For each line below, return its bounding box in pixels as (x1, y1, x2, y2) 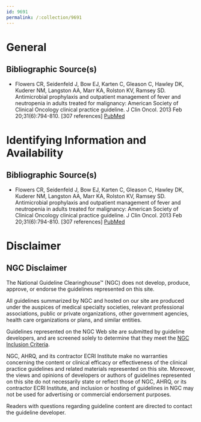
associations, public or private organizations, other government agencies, (6, 309, 189, 317)
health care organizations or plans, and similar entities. (6, 316, 142, 323)
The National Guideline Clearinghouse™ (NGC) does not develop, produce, (6, 279, 191, 286)
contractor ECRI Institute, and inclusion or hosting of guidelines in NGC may (6, 384, 194, 391)
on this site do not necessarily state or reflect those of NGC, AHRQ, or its (6, 377, 187, 385)
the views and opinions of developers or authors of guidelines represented (6, 371, 191, 379)
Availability (6, 146, 64, 160)
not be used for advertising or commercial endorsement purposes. (6, 391, 172, 398)
